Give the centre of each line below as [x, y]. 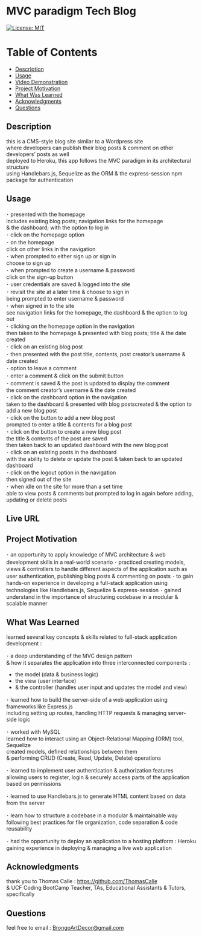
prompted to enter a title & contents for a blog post [69, 424]
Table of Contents [52, 52]
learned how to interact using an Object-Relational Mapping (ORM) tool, [95, 739]
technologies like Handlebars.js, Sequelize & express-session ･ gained [94, 590]
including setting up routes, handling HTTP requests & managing [87, 713]
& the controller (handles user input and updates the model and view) [101, 687]
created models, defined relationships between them [72, 751]
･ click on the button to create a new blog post [64, 431]
